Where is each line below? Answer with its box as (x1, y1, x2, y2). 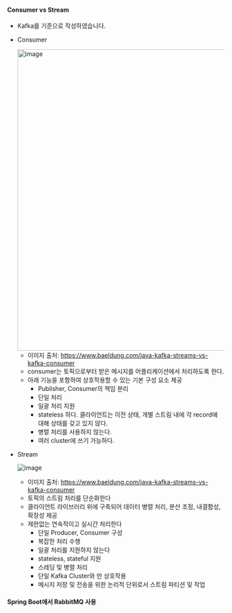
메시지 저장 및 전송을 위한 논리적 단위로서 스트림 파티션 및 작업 (37, 580, 206, 589)
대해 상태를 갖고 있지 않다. (37, 419, 108, 428)
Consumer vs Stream (7, 6, 69, 14)
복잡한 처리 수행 (37, 537, 81, 546)
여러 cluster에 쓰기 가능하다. (37, 437, 115, 445)
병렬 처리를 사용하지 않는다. (37, 428, 112, 436)
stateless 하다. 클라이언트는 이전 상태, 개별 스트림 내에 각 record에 (37, 410, 218, 419)
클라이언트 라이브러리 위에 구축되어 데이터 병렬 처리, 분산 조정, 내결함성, (27, 502, 221, 511)
